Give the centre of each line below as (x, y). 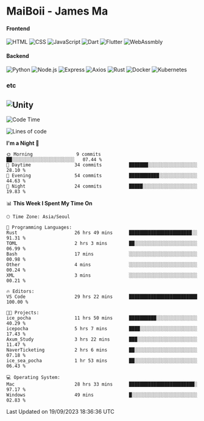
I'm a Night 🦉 (23, 143)
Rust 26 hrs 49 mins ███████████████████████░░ (102, 233)
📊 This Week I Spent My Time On (49, 203)
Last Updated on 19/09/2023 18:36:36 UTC (60, 412)
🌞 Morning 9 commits (54, 154)
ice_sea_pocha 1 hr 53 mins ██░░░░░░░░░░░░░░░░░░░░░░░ (102, 361)
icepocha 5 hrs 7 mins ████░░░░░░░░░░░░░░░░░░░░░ (102, 329)
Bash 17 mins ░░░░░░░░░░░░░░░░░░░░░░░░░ (102, 254)
